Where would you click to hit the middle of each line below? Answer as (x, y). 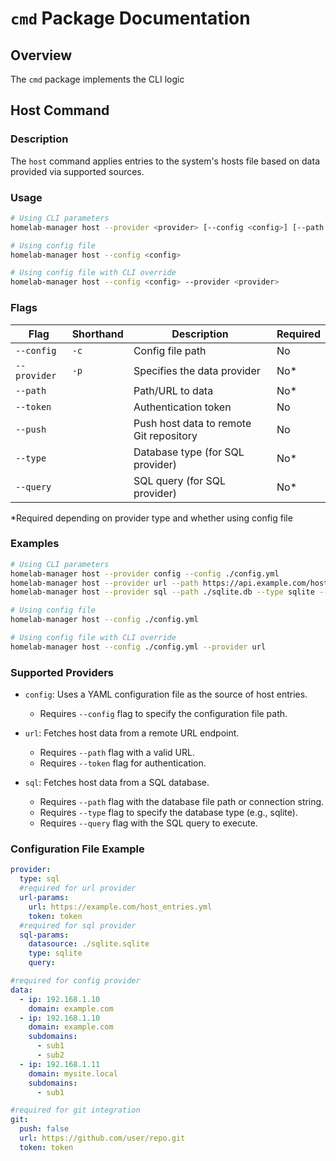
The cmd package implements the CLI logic (97, 79)
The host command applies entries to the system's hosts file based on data (165, 161)
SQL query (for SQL (180, 480)
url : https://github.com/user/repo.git (102, 1138)
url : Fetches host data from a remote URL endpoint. (132, 733)
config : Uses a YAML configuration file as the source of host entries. (166, 694)
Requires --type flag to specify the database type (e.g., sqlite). (168, 813)
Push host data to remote (192, 423)
